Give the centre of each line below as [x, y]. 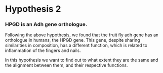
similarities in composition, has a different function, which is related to [76, 46]
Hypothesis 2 [33, 9]
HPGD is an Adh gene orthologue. [46, 24]
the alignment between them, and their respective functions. [67, 65]
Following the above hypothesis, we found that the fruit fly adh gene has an [82, 35]
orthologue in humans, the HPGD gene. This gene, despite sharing [73, 40]
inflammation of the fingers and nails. [43, 50]
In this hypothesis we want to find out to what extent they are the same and [82, 60]
